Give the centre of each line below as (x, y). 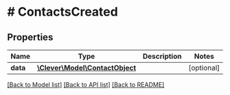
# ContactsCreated (62, 12)
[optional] (204, 68)
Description (162, 56)
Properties (30, 37)
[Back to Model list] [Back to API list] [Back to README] (86, 85)
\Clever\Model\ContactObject (87, 68)
